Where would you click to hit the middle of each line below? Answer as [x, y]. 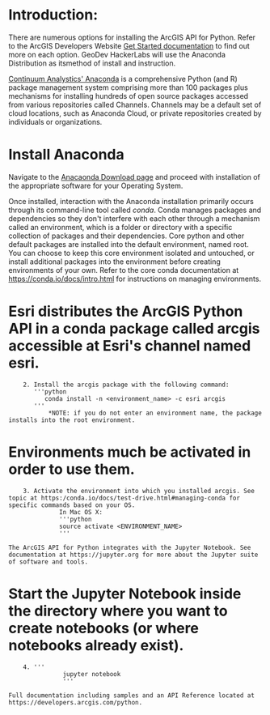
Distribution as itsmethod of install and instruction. [92, 63]
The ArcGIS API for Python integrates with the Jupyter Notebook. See [130, 547]
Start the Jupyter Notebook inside [125, 594]
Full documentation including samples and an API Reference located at [131, 695]
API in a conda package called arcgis [134, 329]
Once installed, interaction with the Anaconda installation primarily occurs [131, 201]
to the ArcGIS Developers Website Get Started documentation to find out [129, 45]
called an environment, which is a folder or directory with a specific [120, 227]
